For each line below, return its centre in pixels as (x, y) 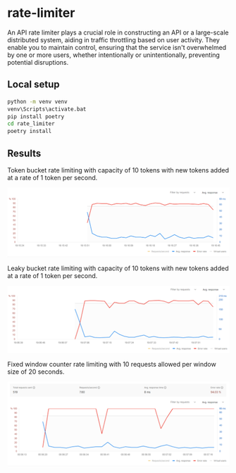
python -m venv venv (38, 101)
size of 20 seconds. (36, 372)
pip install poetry (36, 116)
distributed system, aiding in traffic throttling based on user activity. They (114, 39)
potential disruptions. (38, 62)
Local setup (33, 85)
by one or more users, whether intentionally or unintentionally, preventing (114, 55)
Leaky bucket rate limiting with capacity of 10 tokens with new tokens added (118, 268)
